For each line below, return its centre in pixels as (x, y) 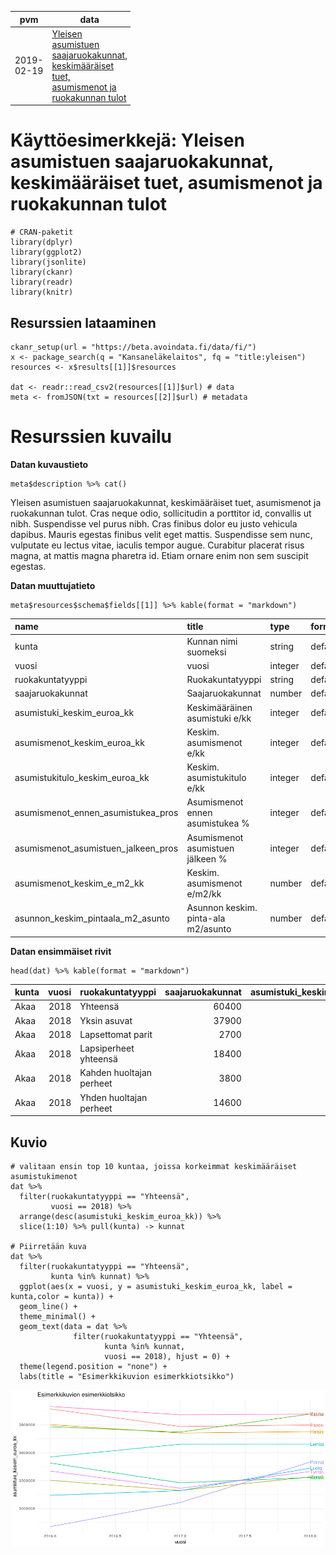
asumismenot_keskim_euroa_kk (79, 742)
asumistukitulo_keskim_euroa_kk (82, 778)
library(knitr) (42, 292)
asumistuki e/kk (219, 718)
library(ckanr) (42, 272)
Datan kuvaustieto (49, 464)
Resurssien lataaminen (83, 322)
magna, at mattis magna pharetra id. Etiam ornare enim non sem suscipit (159, 555)
